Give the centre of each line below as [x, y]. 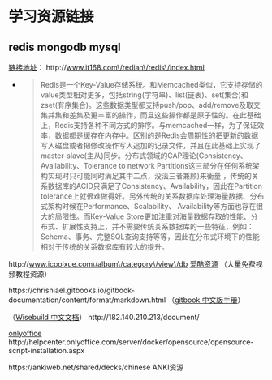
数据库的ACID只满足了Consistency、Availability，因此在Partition [155, 186]
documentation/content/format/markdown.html [87, 300]
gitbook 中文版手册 [206, 300]
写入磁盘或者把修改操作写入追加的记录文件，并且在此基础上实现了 [151, 145]
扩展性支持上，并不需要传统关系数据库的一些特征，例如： [158, 226]
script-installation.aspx [47, 350]
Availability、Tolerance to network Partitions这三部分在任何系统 [147, 166]
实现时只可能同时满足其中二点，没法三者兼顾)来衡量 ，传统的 [149, 176]
